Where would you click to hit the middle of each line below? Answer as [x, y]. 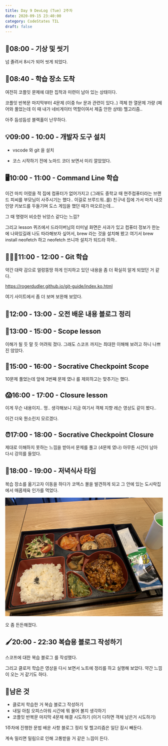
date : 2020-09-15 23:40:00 [33, 16]
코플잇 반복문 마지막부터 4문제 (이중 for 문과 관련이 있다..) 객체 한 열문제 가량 [80, 102]
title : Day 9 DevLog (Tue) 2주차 [39, 11]
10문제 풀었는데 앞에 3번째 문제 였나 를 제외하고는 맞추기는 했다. [67, 379]
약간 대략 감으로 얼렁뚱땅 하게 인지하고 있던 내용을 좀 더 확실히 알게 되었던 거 [80, 270]
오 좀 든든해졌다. [21, 625]
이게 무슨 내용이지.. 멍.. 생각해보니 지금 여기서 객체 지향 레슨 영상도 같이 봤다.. [81, 408]
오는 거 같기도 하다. [29, 674]
